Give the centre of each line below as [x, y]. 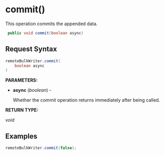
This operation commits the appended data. [51, 24]
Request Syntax [31, 49]
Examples [21, 136]
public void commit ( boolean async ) [45, 33]
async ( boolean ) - [32, 90]
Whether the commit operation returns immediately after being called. [86, 100]
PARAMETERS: [22, 80]
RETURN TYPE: [22, 110]
